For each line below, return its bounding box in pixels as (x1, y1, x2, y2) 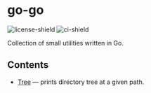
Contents (7, 59, 49, 71)
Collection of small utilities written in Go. (7, 38, 124, 47)
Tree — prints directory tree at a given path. (17, 78, 145, 86)
